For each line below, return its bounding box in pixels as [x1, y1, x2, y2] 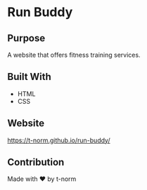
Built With [7, 71, 51, 83]
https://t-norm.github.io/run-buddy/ [7, 136, 110, 144]
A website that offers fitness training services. [7, 50, 141, 59]
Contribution [7, 156, 65, 168]
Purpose [7, 32, 46, 44]
